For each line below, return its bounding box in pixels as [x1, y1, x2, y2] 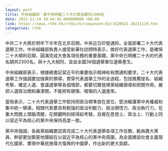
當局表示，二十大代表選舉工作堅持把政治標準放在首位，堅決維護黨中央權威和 [5, 99, 163, 105]
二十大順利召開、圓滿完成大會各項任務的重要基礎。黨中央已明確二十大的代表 [5, 53, 163, 59]
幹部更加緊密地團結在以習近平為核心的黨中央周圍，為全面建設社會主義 [13, 134, 158, 140]
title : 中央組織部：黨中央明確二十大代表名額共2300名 [5, 12, 104, 17]
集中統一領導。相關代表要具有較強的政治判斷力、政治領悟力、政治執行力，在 [5, 105, 163, 111]
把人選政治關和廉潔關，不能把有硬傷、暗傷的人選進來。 [5, 88, 119, 94]
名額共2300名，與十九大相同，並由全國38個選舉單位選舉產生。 [5, 59, 136, 65]
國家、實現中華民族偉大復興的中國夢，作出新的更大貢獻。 [13, 141, 132, 147]
